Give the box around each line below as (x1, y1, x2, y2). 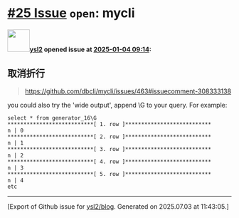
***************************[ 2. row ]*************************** (7, 133, 212, 140)
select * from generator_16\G (7, 114, 97, 122)
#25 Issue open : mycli (7, 5, 135, 21)
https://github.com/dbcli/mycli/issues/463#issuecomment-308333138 (24, 87, 232, 95)
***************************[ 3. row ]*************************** (7, 145, 212, 152)
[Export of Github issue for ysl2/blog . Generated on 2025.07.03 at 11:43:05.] (7, 202, 229, 211)
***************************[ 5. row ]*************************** (7, 170, 212, 177)
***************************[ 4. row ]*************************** (7, 158, 212, 165)
